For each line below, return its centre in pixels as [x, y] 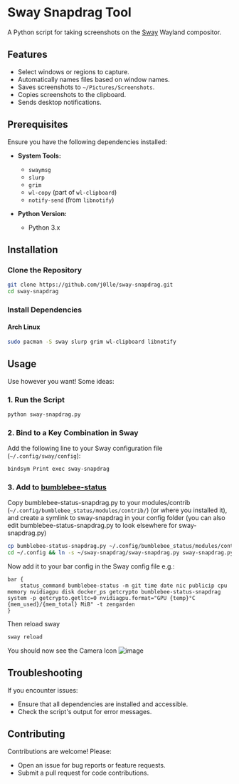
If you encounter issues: [43, 690]
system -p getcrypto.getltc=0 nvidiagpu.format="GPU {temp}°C [101, 599]
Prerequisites [38, 124]
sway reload [25, 637]
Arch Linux [24, 327]
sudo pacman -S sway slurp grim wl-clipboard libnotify [92, 342]
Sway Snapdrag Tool [69, 12]
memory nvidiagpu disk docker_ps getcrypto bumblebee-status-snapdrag [114, 592]
